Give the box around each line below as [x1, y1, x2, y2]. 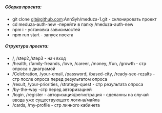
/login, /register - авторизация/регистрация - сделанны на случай [12, 91, 149, 97]
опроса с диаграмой [12, 66, 56, 71]
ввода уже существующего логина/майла [12, 97, 100, 103]
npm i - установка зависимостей [12, 26, 81, 32]
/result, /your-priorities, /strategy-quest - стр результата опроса [12, 81, 143, 87]
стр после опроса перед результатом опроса [12, 76, 107, 82]
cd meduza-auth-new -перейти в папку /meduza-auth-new [12, 21, 134, 27]
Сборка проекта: [5, 4, 42, 10]
